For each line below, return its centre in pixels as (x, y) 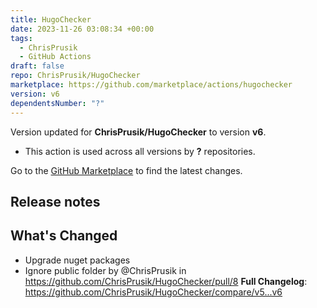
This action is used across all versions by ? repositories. (140, 151)
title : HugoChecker (51, 19)
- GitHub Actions (55, 57)
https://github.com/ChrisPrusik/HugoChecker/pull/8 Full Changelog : (166, 281)
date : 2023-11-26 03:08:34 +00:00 (82, 29)
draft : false (37, 66)
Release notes (55, 201)
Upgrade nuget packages (77, 260)
